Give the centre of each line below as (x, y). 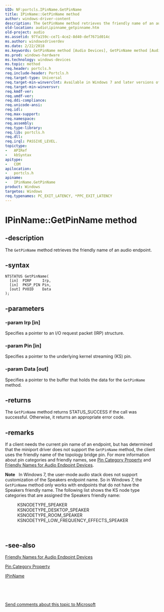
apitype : (14, 159)
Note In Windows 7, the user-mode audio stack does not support (71, 475)
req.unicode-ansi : (24, 105)
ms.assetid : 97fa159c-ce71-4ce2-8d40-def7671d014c (58, 37)
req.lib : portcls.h (25, 132)
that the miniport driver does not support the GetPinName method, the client (80, 450)
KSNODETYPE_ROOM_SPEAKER (50, 515)
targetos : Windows (24, 191)
